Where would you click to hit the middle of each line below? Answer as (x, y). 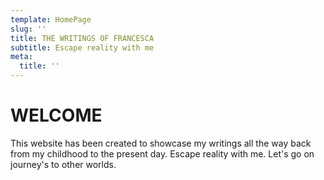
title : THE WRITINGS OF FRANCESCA (82, 38)
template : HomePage (51, 19)
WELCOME (56, 115)
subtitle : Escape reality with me (82, 47)
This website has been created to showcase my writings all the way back (161, 143)
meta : (21, 57)
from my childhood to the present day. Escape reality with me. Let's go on (162, 153)
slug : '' (28, 29)
